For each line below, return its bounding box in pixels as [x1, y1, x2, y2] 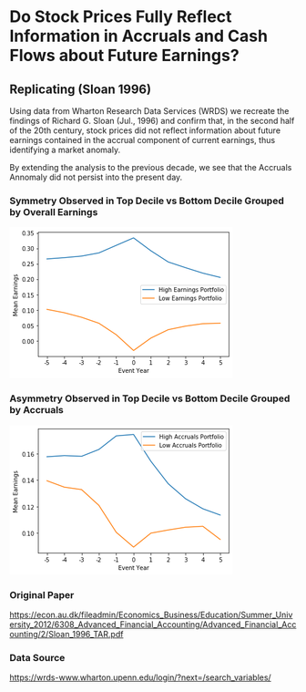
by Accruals [9, 404, 64, 417]
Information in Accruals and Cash [9, 26, 269, 46]
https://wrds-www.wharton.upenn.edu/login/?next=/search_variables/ [9, 672, 271, 683]
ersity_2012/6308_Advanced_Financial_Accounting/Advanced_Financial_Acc [9, 618, 297, 630]
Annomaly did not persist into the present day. [9, 171, 183, 182]
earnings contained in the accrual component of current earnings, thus [9, 135, 276, 145]
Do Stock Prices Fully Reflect [9, 6, 232, 27]
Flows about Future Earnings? [9, 46, 240, 66]
